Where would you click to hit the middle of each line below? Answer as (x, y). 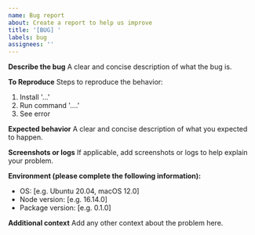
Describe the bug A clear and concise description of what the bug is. (120, 67)
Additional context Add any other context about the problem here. (116, 223)
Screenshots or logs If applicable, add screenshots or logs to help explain (128, 153)
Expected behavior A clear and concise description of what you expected (128, 129)
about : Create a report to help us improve (80, 23)
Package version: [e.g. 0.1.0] (65, 208)
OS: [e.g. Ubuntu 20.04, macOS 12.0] (79, 191)
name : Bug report (36, 15)
